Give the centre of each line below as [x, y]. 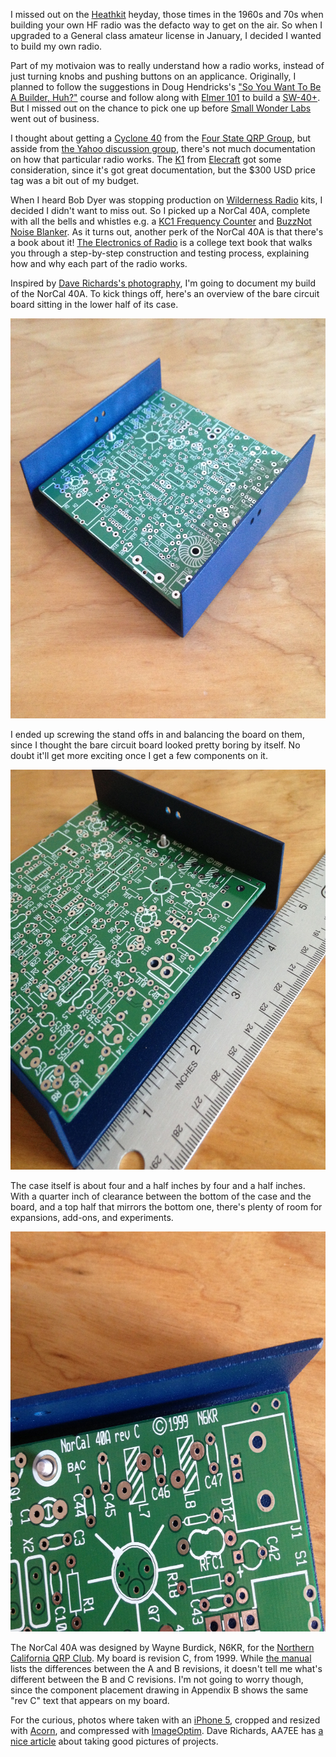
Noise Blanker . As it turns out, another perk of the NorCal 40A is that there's [167, 232]
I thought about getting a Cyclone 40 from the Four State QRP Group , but [161, 138]
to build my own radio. [56, 46]
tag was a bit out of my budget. [75, 180]
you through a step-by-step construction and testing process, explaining [160, 253]
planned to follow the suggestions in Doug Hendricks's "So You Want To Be [166, 87]
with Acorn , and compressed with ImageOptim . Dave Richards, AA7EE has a [167, 1730]
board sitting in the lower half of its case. [94, 304]
